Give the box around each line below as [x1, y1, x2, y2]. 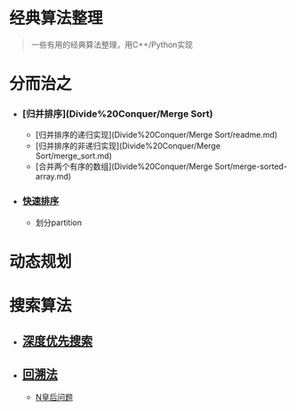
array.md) [35, 171, 72, 182]
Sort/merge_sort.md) [35, 150, 113, 161]
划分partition [35, 217, 83, 228]
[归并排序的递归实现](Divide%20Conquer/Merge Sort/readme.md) [35, 130, 278, 141]
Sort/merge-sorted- [214, 161, 287, 172]
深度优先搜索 [21, 334, 93, 349]
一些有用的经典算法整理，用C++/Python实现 [30, 39, 194, 50]
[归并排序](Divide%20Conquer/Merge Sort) [21, 108, 213, 120]
